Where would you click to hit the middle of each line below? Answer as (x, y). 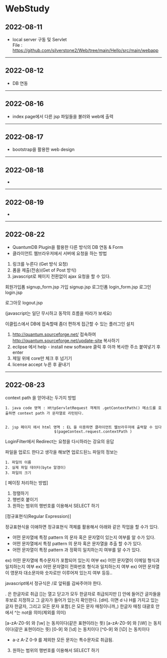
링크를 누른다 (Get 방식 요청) (40, 264)
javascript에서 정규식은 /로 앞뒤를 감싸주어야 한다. (54, 583)
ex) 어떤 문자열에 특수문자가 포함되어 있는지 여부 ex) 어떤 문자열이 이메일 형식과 (83, 560)
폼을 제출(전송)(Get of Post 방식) (44, 270)
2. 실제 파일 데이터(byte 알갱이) (36, 467)
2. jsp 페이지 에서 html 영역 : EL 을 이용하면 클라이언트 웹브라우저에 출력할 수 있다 (83, 427)
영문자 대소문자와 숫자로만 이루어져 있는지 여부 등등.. (61, 573)
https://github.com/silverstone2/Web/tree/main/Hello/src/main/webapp (85, 50)
